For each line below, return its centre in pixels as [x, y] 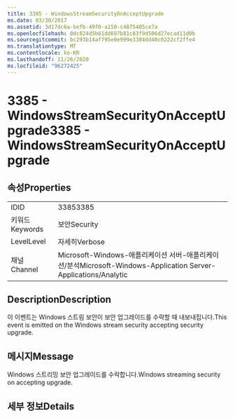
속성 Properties [39, 188]
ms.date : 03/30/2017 [37, 20]
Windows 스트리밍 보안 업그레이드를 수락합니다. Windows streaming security [114, 375]
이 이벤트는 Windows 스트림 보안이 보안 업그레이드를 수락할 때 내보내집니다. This [117, 317]
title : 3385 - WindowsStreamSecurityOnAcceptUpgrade [86, 14]
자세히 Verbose [81, 241]
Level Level [28, 241]
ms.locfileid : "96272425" [45, 66]
